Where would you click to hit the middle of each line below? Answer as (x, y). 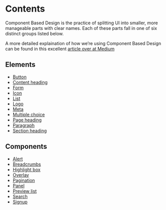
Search (20, 196)
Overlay (21, 175)
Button (19, 77)
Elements (20, 65)
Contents (25, 9)
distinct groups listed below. (35, 33)
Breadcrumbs (27, 164)
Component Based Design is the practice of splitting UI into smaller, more (82, 23)
